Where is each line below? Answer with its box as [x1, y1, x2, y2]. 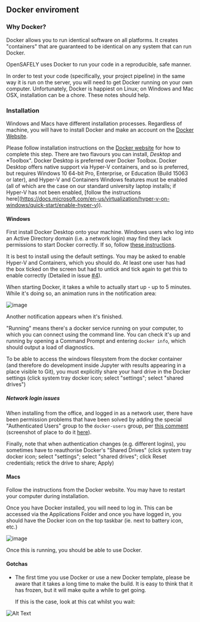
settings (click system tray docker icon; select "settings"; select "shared [6, 374, 184, 382]
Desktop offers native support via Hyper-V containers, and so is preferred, [6, 163, 189, 170]
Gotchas [6, 560, 28, 568]
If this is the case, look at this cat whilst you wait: [14, 598, 136, 605]
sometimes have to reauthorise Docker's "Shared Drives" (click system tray [6, 447, 192, 454]
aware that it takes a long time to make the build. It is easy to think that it [14, 580, 193, 587]
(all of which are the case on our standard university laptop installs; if [6, 182, 176, 189]
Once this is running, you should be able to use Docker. [6, 547, 142, 554]
